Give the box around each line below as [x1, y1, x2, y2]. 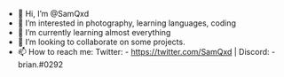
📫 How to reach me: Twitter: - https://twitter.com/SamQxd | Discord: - [17, 47, 276, 57]
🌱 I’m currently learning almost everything [17, 27, 171, 37]
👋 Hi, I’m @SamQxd [17, 9, 90, 19]
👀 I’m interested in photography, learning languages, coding [17, 18, 237, 28]
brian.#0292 [17, 59, 64, 70]
